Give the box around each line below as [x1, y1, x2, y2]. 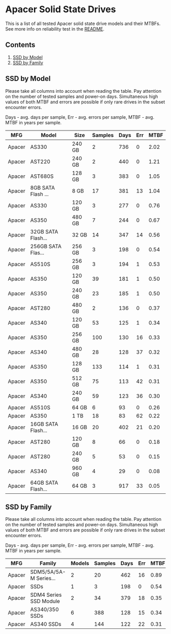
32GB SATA [30, 228, 59, 235]
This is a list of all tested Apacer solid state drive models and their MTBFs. [5, 20, 161, 27]
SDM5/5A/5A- [30, 568, 66, 575]
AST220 [30, 158, 51, 165]
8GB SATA [30, 184, 55, 191]
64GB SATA [30, 479, 59, 486]
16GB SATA [30, 420, 59, 428]
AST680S [30, 172, 54, 179]
